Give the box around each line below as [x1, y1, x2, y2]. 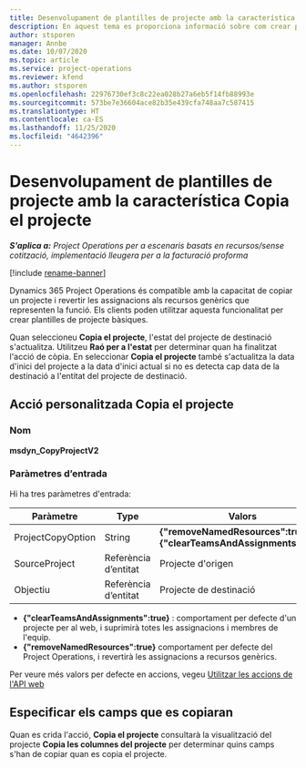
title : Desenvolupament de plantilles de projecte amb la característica [9, 13, 296, 23]
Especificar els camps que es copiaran [9, 705, 234, 721]
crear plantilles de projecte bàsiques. [9, 313, 148, 324]
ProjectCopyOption [14, 530, 97, 543]
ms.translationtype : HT [9, 107, 100, 116]
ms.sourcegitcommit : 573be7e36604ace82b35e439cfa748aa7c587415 [9, 97, 255, 108]
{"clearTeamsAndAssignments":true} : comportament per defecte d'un [22, 612, 297, 623]
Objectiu [14, 583, 50, 596]
